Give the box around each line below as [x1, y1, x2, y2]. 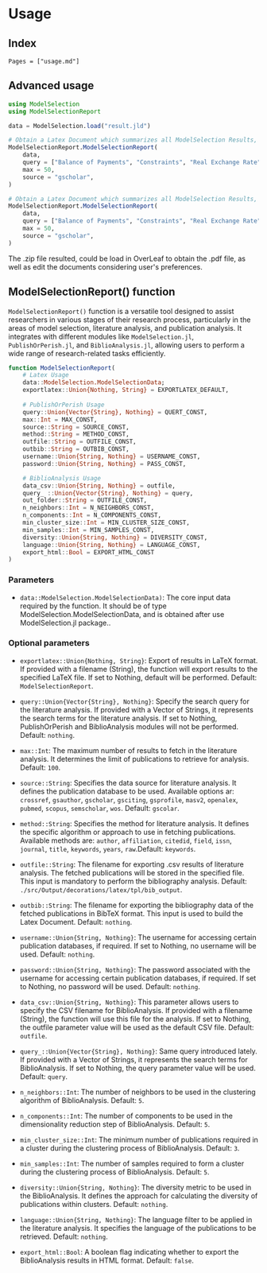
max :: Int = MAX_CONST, [22, 415, 98, 424]
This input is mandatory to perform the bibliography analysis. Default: [19, 876, 248, 886]
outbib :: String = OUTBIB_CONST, [22, 445, 130, 453]
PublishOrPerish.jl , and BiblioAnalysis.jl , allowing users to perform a [8, 340, 245, 350]
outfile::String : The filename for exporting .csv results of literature [19, 860, 244, 869]
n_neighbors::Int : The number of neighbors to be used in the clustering [19, 1087, 256, 1096]
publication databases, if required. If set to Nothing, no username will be [19, 941, 257, 950]
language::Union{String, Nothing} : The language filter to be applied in [19, 1214, 253, 1224]
